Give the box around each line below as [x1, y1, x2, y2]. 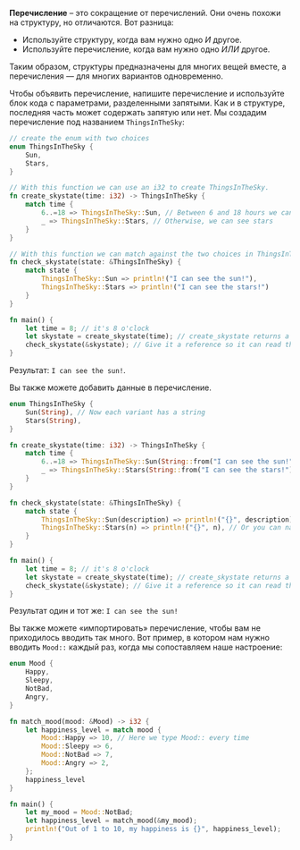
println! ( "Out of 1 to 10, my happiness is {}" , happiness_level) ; [25, 825, 281, 834]
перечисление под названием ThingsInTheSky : [9, 116, 185, 127]
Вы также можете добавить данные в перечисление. [9, 382, 212, 393]
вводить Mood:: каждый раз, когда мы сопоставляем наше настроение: [9, 642, 283, 652]
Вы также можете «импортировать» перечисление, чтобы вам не [9, 623, 262, 633]
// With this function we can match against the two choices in [9, 250, 254, 259]
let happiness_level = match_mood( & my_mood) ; [25, 816, 198, 826]
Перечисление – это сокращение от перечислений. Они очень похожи [9, 8, 281, 18]
